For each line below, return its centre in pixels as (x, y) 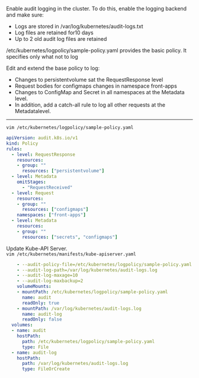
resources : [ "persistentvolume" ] (63, 171)
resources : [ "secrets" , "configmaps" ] (70, 237)
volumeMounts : (34, 287)
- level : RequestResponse (44, 154)
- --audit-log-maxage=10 (47, 276)
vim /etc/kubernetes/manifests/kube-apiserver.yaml (71, 254)
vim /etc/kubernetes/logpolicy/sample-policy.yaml (70, 127)
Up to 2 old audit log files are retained (61, 39)
